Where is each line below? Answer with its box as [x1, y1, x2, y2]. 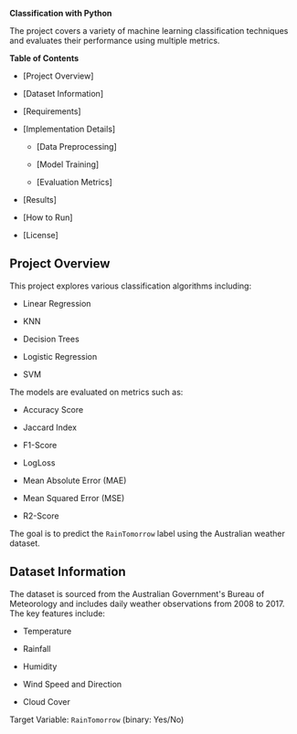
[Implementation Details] [22, 123, 116, 134]
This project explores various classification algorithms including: [9, 280, 252, 291]
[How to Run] [22, 212, 73, 223]
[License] [22, 230, 59, 240]
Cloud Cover [22, 696, 70, 707]
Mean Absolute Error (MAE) [22, 475, 127, 486]
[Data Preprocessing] [36, 142, 117, 152]
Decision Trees [22, 333, 80, 344]
